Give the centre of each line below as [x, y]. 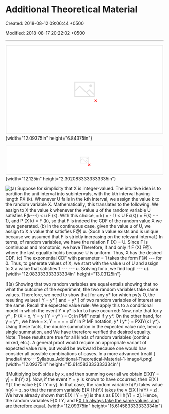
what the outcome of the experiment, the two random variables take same [82, 289]
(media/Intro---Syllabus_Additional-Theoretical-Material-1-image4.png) [79, 359]
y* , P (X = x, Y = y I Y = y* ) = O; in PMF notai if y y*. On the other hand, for [83, 316]
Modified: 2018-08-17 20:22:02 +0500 [45, 33]
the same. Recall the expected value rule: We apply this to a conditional [79, 305]
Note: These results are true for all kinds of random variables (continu [77, 337]
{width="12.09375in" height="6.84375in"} [49, 138]
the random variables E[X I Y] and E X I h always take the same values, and [82, 401]
